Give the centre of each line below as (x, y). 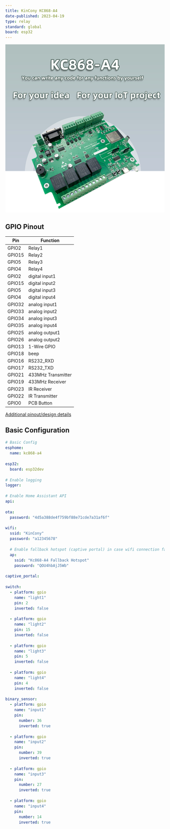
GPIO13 (16, 347)
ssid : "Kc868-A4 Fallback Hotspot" (52, 560)
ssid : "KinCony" (27, 533)
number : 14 (30, 817)
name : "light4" (30, 678)
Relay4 (36, 269)
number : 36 (30, 720)
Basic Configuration (37, 430)
